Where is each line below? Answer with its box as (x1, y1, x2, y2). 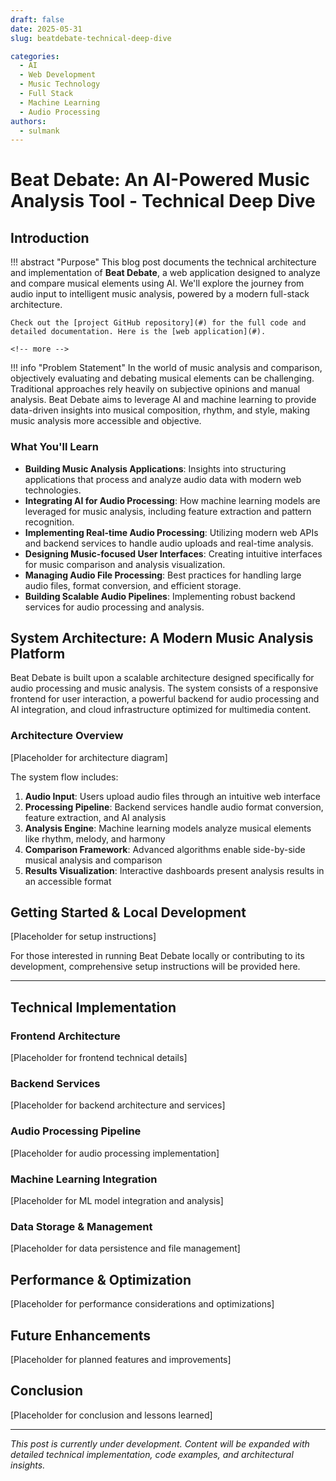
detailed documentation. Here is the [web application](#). (10, 327, 267, 337)
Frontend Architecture (10, 1029, 121, 1043)
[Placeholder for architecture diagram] (10, 751, 168, 763)
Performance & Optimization (10, 1271, 192, 1288)
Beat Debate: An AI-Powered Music (10, 169, 310, 191)
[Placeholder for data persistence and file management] (10, 1242, 241, 1255)
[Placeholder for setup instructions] (10, 931, 157, 943)
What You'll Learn (10, 440, 99, 454)
